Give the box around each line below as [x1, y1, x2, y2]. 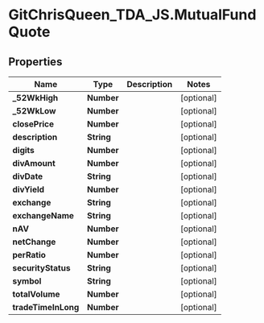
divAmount [12, 158, 56, 168]
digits [12, 145, 35, 155]
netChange [12, 236, 56, 247]
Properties [8, 55, 63, 68]
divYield [12, 184, 45, 195]
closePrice [12, 118, 55, 130]
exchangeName [12, 210, 75, 221]
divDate [12, 171, 43, 182]
